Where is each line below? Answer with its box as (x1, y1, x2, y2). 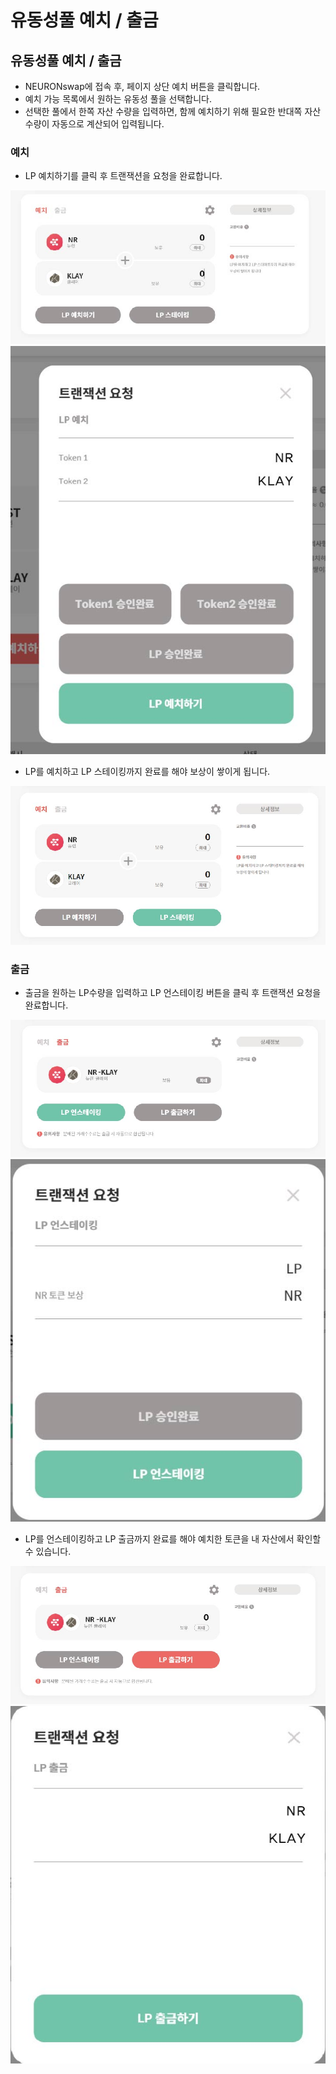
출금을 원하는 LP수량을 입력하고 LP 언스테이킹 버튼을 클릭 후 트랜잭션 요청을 (24, 987, 322, 999)
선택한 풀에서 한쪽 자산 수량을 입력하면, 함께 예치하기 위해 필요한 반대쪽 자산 (24, 106, 322, 117)
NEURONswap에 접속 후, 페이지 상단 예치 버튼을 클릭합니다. (24, 81, 261, 92)
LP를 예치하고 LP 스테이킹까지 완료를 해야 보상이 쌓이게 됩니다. (24, 766, 271, 778)
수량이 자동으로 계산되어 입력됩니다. (24, 118, 165, 130)
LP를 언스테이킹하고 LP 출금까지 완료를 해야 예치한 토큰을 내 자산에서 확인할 (24, 1532, 322, 1545)
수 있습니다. (24, 1545, 72, 1557)
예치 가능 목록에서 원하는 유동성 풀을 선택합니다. (24, 93, 212, 105)
